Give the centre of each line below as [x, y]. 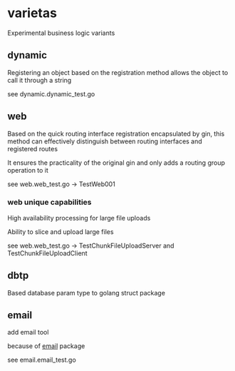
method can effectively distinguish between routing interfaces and [105, 141]
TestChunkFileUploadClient [47, 253]
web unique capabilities [49, 203]
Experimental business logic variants [61, 33]
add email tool [28, 332]
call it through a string [40, 80]
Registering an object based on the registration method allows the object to [118, 72]
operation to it [28, 170]
